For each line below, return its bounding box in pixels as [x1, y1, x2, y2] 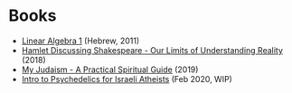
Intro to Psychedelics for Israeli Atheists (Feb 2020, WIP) [21, 73, 232, 84]
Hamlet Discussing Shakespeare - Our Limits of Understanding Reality [21, 44, 284, 55]
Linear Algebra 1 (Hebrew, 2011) [21, 35, 140, 46]
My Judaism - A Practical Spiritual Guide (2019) [21, 64, 199, 75]
